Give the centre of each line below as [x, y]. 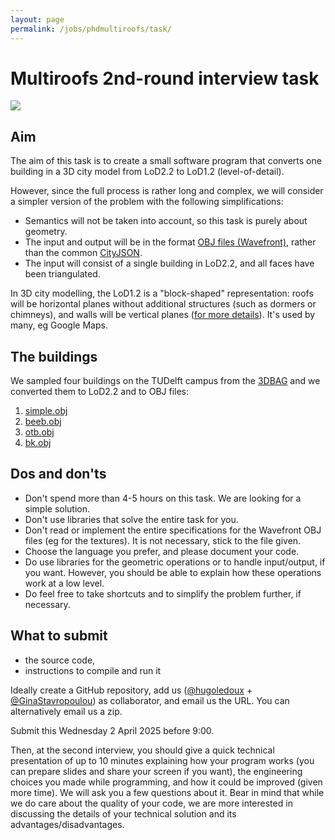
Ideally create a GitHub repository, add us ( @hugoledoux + [131, 690]
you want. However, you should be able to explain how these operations [173, 572]
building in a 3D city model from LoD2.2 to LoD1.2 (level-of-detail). [147, 172]
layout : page [37, 19]
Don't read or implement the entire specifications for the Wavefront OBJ [173, 530]
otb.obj [39, 432]
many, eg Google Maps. [59, 325]
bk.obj [38, 443]
